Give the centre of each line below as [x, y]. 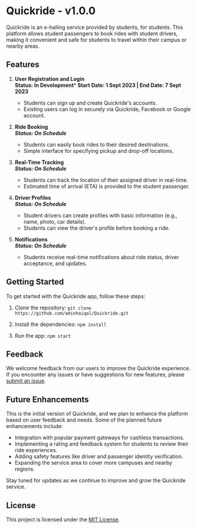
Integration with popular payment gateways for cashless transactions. [99, 437]
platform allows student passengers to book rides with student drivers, [92, 33]
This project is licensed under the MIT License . [63, 520]
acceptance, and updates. [55, 263]
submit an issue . [26, 381]
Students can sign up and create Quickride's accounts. [90, 103]
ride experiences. [36, 450]
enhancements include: [35, 426]
